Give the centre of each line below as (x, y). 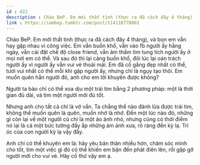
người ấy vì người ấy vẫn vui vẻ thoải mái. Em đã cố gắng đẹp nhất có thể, (96, 65)
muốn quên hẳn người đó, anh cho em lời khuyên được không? (83, 77)
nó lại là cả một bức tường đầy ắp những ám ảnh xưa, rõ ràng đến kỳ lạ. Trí (97, 126)
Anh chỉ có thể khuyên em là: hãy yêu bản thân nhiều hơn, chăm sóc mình (97, 144)
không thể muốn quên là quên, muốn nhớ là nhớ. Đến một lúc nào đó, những (100, 113)
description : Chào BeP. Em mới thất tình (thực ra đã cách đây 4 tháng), (101, 17)
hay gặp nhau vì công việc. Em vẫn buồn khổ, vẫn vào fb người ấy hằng (94, 46)
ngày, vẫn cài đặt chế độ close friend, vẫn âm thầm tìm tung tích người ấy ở (98, 52)
